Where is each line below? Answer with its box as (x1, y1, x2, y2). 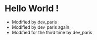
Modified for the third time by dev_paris (11, 29, 93, 35)
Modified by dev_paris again (11, 24, 70, 30)
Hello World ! (4, 3, 59, 14)
